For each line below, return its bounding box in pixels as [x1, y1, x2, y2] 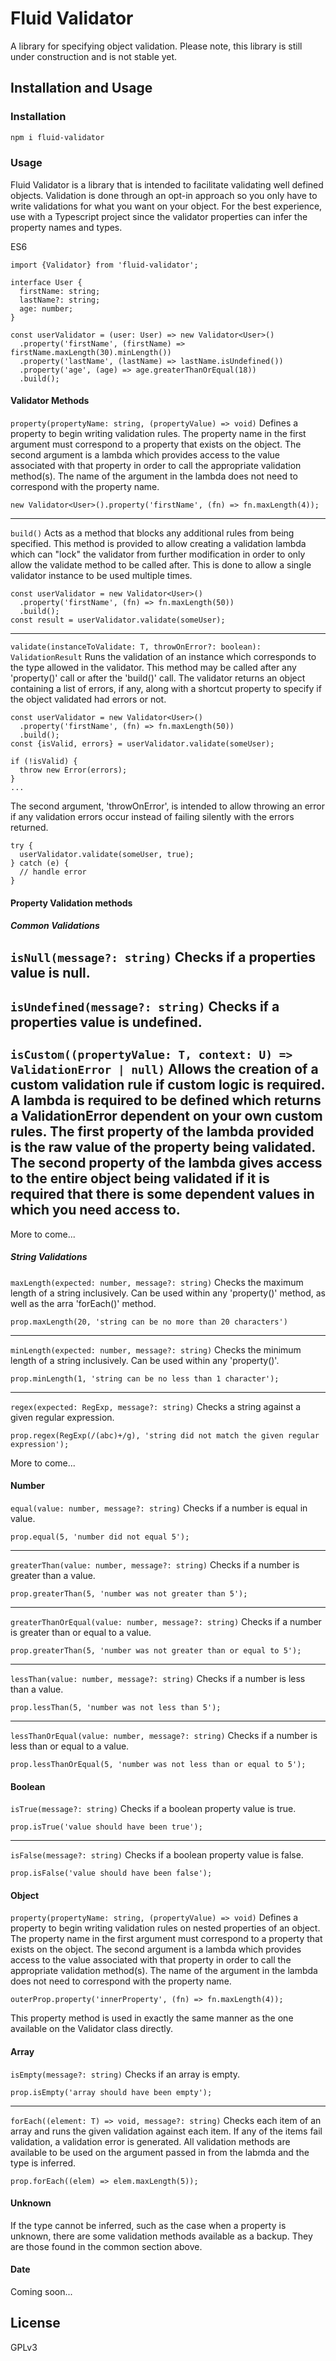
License [10, 2315, 61, 2332]
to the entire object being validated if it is [10, 1170, 270, 1187]
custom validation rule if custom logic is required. [10, 1077, 325, 1094]
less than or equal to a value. [10, 1740, 130, 1752]
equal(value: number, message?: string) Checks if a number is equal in [10, 1502, 308, 1514]
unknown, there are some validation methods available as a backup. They [10, 2230, 313, 2242]
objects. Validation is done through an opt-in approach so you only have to [10, 189, 318, 201]
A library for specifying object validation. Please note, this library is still [10, 40, 303, 52]
